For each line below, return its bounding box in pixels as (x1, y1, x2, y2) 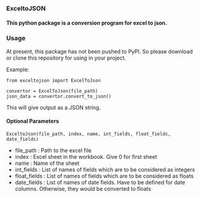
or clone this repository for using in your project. (6, 54, 126, 61)
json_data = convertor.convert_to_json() (6, 93, 112, 99)
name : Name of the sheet (14, 159, 80, 167)
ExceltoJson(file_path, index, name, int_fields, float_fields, (6, 131, 171, 137)
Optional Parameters (6, 117, 59, 125)
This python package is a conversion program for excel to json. (6, 19, 167, 26)
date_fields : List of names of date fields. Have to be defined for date (14, 179, 185, 186)
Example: (6, 66, 29, 73)
